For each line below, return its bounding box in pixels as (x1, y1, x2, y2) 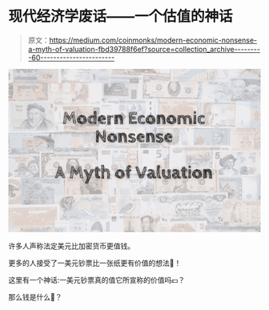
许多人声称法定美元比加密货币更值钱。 (8, 241, 134, 251)
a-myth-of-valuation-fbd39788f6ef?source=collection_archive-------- (27, 44, 260, 54)
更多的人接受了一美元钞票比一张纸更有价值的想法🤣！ (8, 258, 182, 268)
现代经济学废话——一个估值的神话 (8, 7, 234, 26)
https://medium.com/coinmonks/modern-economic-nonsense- (49, 35, 258, 45)
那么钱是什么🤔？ (8, 292, 62, 302)
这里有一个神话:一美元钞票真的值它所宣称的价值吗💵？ (8, 276, 186, 285)
